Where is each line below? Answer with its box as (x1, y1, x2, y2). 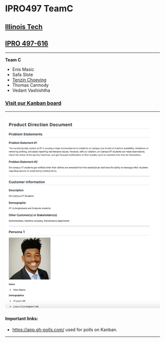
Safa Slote (12, 72, 33, 78)
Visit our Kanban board (5, 100, 61, 106)
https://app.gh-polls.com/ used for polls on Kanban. (12, 326, 118, 333)
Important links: (5, 315, 38, 321)
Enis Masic (12, 67, 34, 72)
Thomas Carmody (12, 82, 49, 88)
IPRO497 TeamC (5, 3, 74, 14)
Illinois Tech (5, 23, 43, 31)
